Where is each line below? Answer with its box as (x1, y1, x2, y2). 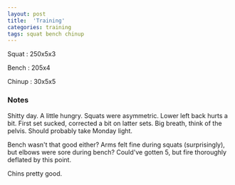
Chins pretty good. (7, 169, 63, 178)
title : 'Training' (7, 17, 66, 24)
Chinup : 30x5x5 (7, 78, 56, 86)
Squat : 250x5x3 (7, 50, 56, 58)
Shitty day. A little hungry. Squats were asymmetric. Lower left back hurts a (7, 111, 228, 120)
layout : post (7, 10, 46, 18)
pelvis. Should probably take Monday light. (7, 126, 133, 135)
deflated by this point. (7, 155, 72, 164)
